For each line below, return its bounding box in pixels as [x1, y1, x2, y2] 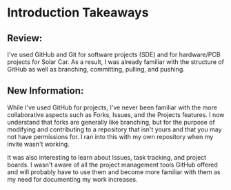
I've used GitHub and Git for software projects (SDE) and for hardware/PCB [7, 50, 221, 59]
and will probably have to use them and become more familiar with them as [7, 167, 221, 176]
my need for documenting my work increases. [7, 175, 138, 183]
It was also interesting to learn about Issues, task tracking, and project [7, 153, 207, 161]
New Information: [7, 85, 84, 97]
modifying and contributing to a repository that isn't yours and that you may [7, 125, 222, 134]
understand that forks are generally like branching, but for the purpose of [7, 118, 215, 126]
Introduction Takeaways [7, 5, 149, 21]
